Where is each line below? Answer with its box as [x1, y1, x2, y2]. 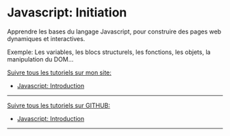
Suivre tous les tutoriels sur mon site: [7, 68, 112, 77]
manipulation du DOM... [7, 55, 74, 63]
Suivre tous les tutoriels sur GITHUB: [7, 101, 111, 109]
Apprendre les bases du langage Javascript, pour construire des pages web [7, 27, 222, 36]
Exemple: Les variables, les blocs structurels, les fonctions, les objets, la [7, 48, 211, 56]
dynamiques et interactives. [7, 34, 86, 42]
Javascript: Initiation [7, 5, 127, 21]
